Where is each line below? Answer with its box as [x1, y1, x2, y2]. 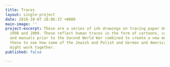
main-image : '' [5, 21, 37, 27]
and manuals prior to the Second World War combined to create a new [10, 36, 159, 41]
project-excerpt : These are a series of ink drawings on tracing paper [5, 26, 159, 31]
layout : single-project [5, 12, 56, 17]
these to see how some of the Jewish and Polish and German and [10, 40, 148, 45]
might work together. [10, 45, 56, 50]
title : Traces [5, 7, 35, 13]
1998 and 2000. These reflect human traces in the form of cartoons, [10, 31, 159, 36]
